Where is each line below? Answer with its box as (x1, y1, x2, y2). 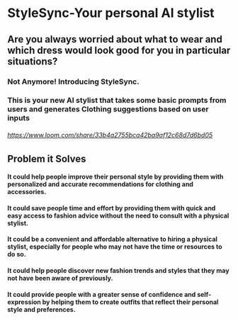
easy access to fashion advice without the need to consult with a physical (7, 211, 229, 220)
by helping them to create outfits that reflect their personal (42, 298, 219, 306)
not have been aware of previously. (7, 274, 113, 282)
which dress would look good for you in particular (7, 44, 231, 56)
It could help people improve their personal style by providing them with (7, 172, 224, 181)
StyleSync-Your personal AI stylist (7, 5, 215, 21)
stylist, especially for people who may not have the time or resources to (7, 242, 222, 251)
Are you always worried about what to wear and (7, 33, 223, 45)
